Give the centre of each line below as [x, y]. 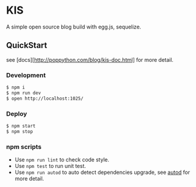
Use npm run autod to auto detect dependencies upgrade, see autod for [102, 172]
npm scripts [24, 147]
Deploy [17, 113]
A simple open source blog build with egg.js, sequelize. [74, 27]
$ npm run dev [24, 93]
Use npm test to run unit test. [50, 166]
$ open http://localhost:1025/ [45, 99]
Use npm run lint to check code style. [62, 160]
